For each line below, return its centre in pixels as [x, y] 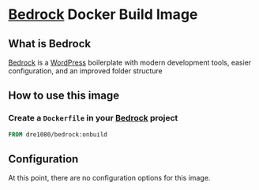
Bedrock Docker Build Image [103, 15]
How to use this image [64, 96]
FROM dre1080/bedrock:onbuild [58, 134]
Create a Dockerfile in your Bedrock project [93, 118]
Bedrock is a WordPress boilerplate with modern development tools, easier [130, 62]
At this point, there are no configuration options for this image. [109, 178]
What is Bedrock [50, 44]
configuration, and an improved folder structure [86, 71]
